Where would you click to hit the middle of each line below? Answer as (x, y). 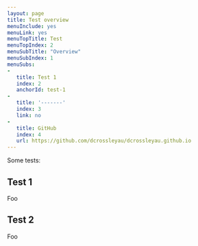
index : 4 (28, 134)
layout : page (26, 13)
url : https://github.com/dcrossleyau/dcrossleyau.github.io (104, 141)
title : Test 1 (36, 77)
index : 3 (28, 109)
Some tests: (24, 160)
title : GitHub (36, 128)
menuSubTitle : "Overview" (44, 52)
